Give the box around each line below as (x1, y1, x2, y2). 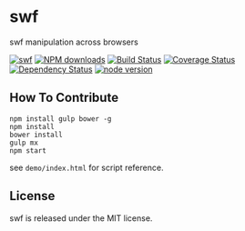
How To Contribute (9, 90, 119, 105)
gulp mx (9, 138, 39, 147)
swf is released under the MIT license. (9, 212, 153, 224)
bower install (9, 130, 64, 139)
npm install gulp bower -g (9, 114, 112, 124)
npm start (9, 146, 47, 156)
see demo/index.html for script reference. (9, 162, 164, 173)
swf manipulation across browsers (9, 36, 138, 47)
